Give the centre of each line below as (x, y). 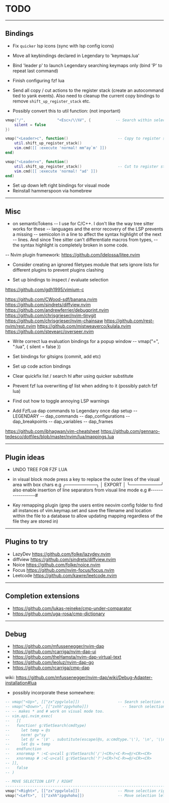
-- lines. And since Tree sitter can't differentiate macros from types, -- (85, 240)
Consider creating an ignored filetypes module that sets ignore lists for (86, 265)
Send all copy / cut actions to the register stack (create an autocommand (88, 90)
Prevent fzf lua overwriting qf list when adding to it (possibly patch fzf (85, 386)
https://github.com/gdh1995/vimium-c (45, 290)
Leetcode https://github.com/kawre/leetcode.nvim (65, 575)
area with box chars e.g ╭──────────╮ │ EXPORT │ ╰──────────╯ (88, 485)
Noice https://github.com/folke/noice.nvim (56, 565)
